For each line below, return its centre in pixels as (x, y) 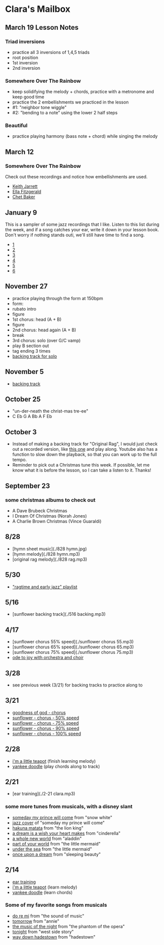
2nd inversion (26, 68)
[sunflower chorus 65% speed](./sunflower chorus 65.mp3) (73, 647)
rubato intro (24, 309)
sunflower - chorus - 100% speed (47, 734)
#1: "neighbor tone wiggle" (39, 107)
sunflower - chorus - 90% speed (46, 728)
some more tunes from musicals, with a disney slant (69, 807)
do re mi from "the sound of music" (48, 916)
